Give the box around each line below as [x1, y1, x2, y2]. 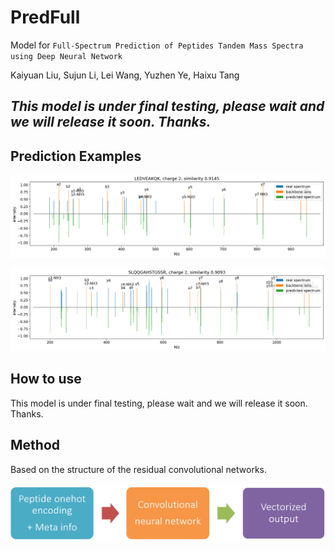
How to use [10, 371, 82, 388]
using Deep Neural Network [10, 51, 123, 61]
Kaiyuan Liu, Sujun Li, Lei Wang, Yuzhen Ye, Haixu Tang [10, 69, 240, 81]
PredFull [10, 6, 81, 29]
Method [10, 437, 61, 454]
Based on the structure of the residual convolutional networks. [10, 463, 268, 475]
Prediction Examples [10, 147, 142, 165]
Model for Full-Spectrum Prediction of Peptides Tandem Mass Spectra [10, 39, 304, 51]
